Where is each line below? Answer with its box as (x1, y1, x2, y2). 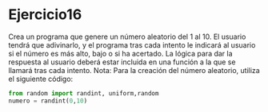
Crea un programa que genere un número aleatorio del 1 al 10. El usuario (8, 32, 246, 41)
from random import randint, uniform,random (8, 89, 159, 97)
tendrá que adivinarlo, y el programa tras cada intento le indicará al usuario (8, 40, 256, 49)
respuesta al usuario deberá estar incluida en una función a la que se (8, 57, 236, 67)
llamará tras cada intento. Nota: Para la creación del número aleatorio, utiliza (8, 65, 260, 75)
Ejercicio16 (8, 6, 82, 24)
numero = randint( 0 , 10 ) (8, 97, 88, 105)
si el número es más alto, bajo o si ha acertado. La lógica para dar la (8, 48, 234, 58)
